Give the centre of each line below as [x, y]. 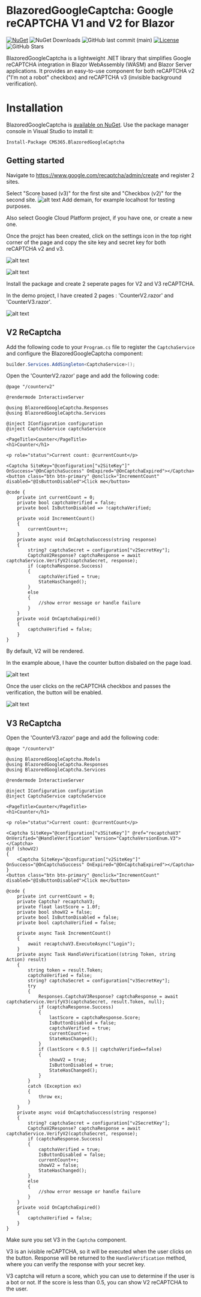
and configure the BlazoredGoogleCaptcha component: [75, 353]
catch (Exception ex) [55, 1086]
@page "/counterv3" [31, 749]
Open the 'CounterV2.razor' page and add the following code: [83, 376]
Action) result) [26, 960]
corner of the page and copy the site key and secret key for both [86, 242]
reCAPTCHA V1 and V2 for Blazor [91, 23]
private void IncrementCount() [56, 519]
